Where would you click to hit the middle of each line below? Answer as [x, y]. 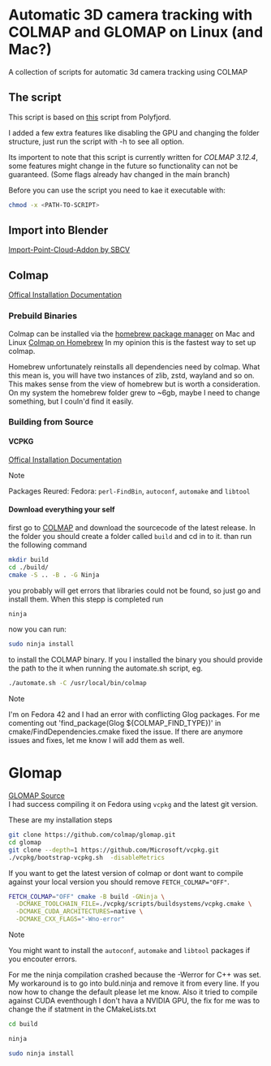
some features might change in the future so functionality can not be [123, 166]
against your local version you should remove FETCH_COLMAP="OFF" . [119, 882]
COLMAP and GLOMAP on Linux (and [136, 32]
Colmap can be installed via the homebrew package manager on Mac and [132, 334]
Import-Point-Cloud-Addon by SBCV [69, 250]
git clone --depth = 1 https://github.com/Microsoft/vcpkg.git [114, 850]
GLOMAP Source [37, 796]
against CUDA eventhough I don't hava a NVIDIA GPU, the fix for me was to [134, 1001]
